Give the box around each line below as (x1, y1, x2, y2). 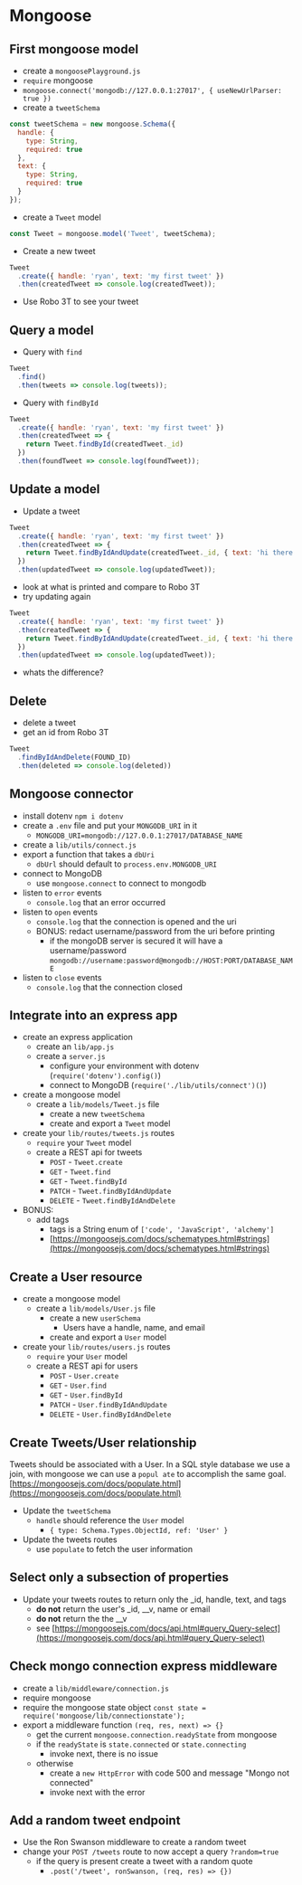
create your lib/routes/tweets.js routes (22, 1128, 175, 1139)
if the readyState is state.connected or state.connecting (35, 1738, 247, 1749)
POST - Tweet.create (49, 1157, 124, 1168)
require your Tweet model (35, 1137, 132, 1149)
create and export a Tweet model (49, 1118, 171, 1129)
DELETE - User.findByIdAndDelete (49, 1408, 172, 1420)
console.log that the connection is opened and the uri (35, 915, 237, 927)
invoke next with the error (49, 1786, 146, 1797)
